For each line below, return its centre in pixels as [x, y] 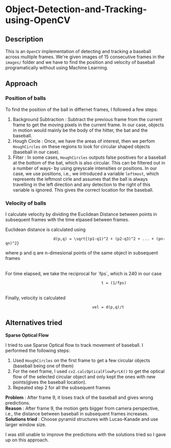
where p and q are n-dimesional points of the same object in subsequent [82, 253]
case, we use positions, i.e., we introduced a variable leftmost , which [86, 173]
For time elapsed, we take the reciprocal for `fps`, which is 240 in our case [83, 273]
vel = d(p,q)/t [108, 307]
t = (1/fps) [114, 283]
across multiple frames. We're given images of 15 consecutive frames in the [85, 57]
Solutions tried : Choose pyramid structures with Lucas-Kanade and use [82, 419]
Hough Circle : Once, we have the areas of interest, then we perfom [84, 141]
